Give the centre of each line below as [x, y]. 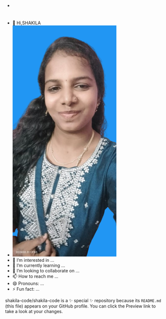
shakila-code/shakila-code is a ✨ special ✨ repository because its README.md [83, 301]
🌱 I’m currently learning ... [39, 265]
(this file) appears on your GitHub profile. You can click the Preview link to [81, 306]
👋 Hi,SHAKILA [27, 23]
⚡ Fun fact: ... [26, 289]
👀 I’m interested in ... [33, 260]
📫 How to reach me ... [35, 276]
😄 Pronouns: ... [28, 284]
